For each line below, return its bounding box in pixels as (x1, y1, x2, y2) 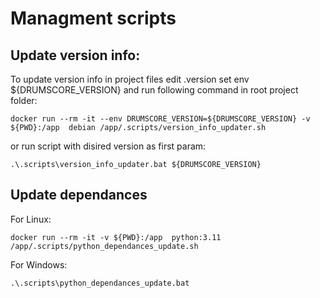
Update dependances (10, 187, 148, 204)
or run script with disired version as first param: (10, 140, 207, 152)
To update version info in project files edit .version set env (10, 73, 250, 85)
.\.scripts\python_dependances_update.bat (10, 278, 190, 288)
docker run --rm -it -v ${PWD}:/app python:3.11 (10, 232, 222, 242)
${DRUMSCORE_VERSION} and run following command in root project (10, 84, 299, 96)
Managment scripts (10, 7, 177, 30)
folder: (10, 95, 38, 106)
